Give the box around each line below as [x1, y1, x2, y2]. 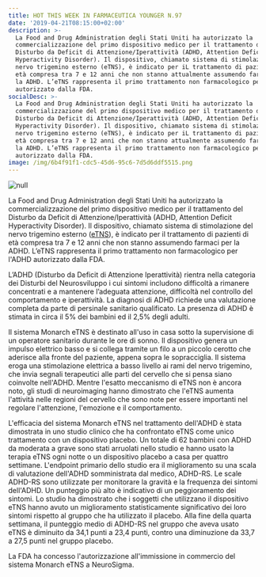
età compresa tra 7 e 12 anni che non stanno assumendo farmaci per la [8, 238, 240, 248]
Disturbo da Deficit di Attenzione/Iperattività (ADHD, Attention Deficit [8, 213, 232, 222]
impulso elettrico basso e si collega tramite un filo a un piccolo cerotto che [8, 344, 252, 354]
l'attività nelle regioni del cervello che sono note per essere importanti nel [8, 395, 248, 404]
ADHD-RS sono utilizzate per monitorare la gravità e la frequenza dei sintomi [8, 477, 258, 487]
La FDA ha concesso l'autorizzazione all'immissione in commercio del [8, 552, 236, 561]
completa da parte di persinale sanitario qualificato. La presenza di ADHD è [8, 304, 254, 313]
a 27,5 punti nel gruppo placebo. [8, 536, 113, 546]
